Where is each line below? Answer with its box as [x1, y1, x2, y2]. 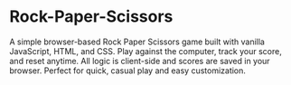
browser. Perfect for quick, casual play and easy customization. [9, 65, 247, 76]
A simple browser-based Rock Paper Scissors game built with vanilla [9, 36, 265, 47]
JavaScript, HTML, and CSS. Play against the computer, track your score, [9, 45, 282, 56]
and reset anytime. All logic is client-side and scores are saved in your [9, 55, 270, 66]
